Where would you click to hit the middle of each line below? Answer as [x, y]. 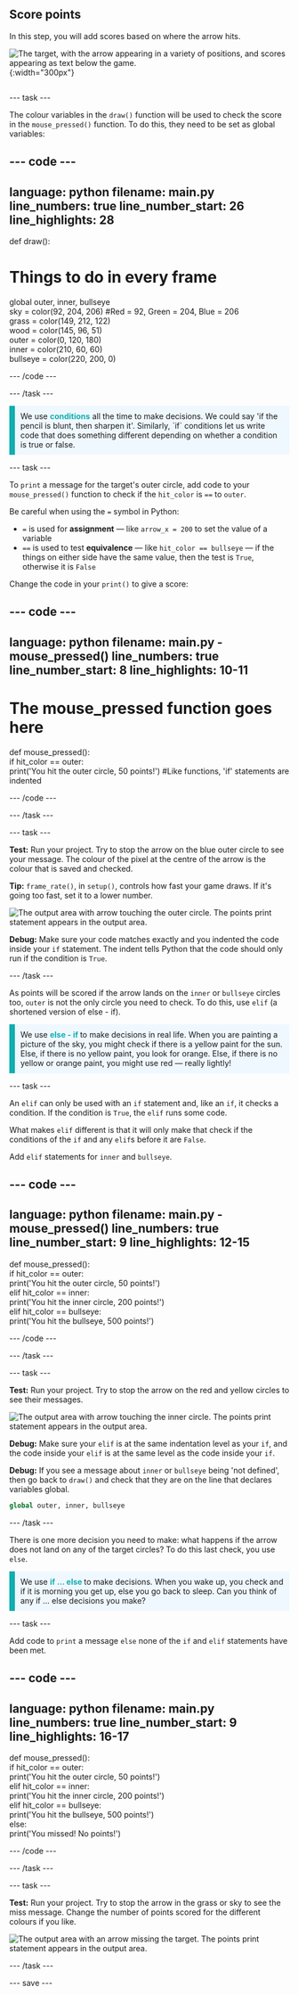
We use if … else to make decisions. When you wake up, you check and [152, 1581]
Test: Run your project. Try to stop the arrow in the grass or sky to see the [145, 1902]
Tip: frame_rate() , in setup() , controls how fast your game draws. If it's [141, 885]
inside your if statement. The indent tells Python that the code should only [146, 948]
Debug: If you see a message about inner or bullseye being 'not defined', [145, 1470]
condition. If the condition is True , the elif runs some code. [118, 1112]
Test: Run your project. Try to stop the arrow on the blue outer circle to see [147, 850]
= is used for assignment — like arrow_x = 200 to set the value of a [145, 529]
